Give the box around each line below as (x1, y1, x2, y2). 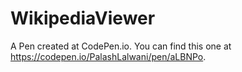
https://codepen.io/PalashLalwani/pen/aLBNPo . (10, 50, 207, 62)
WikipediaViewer (10, 7, 156, 30)
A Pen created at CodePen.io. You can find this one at (10, 40, 232, 52)
